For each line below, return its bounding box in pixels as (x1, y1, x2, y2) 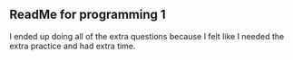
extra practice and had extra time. (9, 40, 136, 51)
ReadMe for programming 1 (9, 7, 166, 22)
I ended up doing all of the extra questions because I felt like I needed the (9, 30, 285, 41)
